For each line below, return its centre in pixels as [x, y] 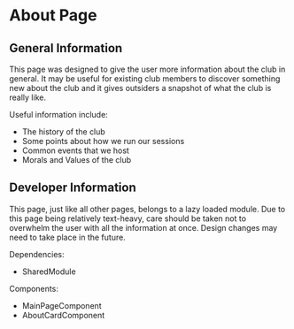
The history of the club [64, 132]
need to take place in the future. [67, 237]
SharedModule [49, 272]
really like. [28, 97]
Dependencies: [37, 254]
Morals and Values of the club [77, 160]
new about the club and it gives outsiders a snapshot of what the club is [140, 88]
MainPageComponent [62, 305]
